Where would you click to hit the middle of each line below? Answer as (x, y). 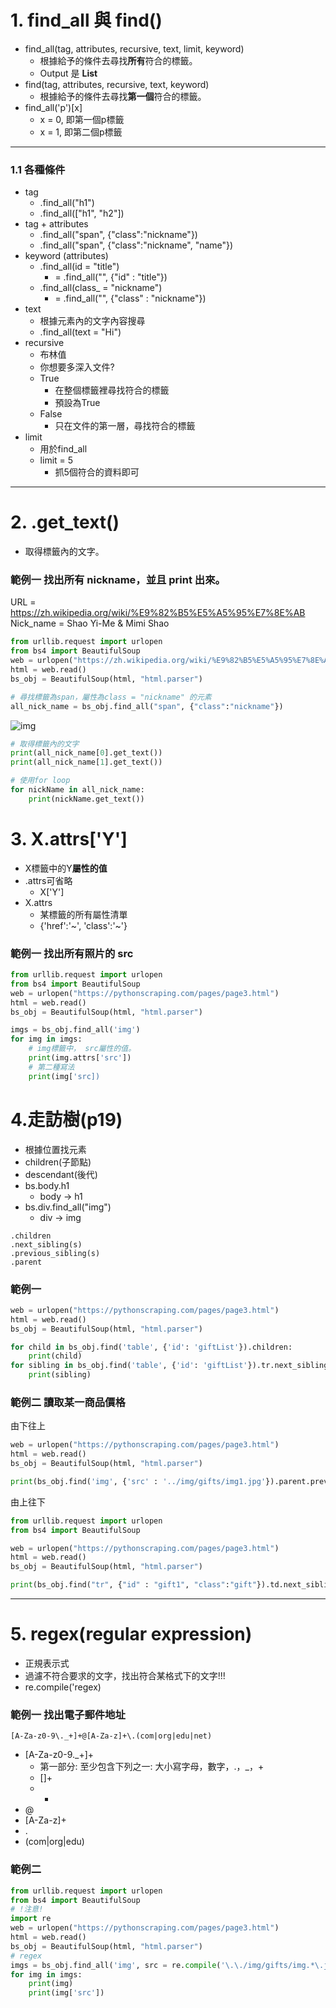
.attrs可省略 (48, 880)
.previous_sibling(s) (55, 1253)
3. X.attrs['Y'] (69, 839)
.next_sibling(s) (46, 1244)
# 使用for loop (40, 781)
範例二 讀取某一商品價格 (68, 1402)
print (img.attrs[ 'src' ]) (80, 1058)
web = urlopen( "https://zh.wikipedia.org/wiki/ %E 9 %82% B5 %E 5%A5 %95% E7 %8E (165, 661)
